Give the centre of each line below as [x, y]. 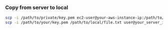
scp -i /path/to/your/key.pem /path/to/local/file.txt [63, 22]
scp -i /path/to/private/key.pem [40, 18]
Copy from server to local [37, 7]
